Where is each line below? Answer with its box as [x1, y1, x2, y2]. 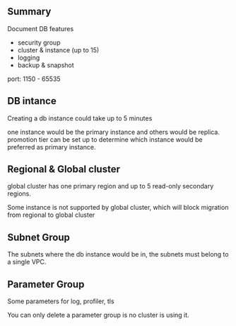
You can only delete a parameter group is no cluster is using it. [7, 311, 189, 320]
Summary [7, 6, 52, 18]
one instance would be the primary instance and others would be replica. [7, 128, 220, 136]
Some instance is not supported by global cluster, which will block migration [7, 203, 229, 212]
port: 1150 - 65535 [7, 74, 61, 83]
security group [17, 38, 61, 47]
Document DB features [7, 24, 74, 33]
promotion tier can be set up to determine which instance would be [7, 135, 203, 144]
